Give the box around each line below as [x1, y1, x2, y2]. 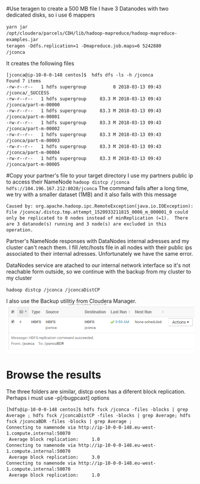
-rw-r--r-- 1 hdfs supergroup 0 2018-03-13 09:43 [6, 84, 162, 90]
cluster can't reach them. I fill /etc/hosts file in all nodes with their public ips [6, 244, 192, 251]
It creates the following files [6, 60, 75, 67]
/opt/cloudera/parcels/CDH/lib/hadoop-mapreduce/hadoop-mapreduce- [6, 30, 178, 36]
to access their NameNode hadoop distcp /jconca [6, 178, 130, 185]
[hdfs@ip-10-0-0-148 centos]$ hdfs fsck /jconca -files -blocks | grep [6, 407, 188, 412]
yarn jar [6, 24, 28, 30]
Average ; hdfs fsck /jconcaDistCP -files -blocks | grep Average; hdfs [6, 412, 191, 418]
